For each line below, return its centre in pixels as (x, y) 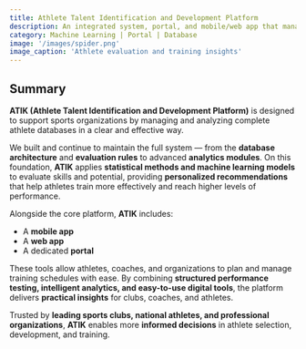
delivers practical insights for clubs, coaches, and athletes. (122, 297)
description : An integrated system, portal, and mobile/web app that (144, 26)
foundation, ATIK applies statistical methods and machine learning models (153, 167)
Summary (38, 89)
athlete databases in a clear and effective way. (97, 129)
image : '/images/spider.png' (65, 43)
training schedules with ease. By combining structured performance (139, 278)
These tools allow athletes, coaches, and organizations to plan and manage (151, 268)
